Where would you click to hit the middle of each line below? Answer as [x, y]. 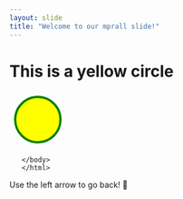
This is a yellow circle [91, 71]
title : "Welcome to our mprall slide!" [85, 26]
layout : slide [36, 18]
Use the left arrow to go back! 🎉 [69, 185]
